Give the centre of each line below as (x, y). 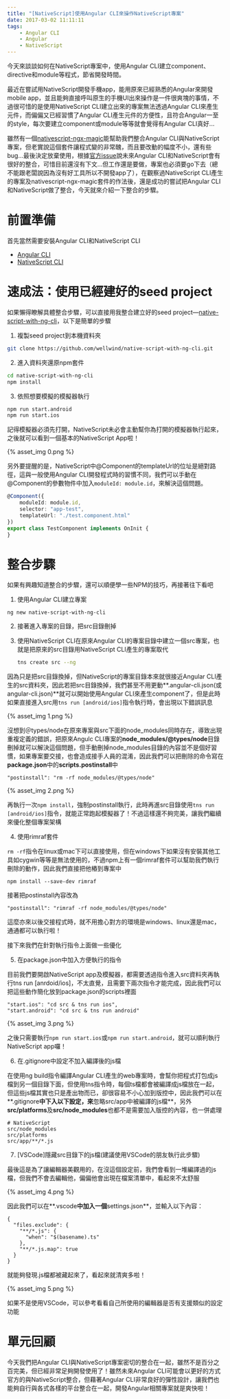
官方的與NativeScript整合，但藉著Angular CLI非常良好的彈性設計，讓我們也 (113, 1380)
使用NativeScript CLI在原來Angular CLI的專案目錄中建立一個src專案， (115, 641)
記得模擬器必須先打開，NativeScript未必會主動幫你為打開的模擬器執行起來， (115, 429)
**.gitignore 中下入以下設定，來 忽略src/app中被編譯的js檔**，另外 (100, 1101)
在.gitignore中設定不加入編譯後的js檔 (69, 1061)
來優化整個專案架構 (34, 822)
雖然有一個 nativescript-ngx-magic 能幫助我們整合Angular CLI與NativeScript (113, 138)
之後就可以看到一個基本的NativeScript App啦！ (73, 438)
